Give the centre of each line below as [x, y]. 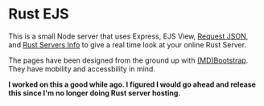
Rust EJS [39, 14]
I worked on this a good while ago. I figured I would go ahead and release [132, 84]
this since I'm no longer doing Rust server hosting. [95, 92]
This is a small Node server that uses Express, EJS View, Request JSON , [128, 36]
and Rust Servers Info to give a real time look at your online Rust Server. [128, 44]
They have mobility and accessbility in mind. [82, 68]
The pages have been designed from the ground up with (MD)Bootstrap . [128, 60]
